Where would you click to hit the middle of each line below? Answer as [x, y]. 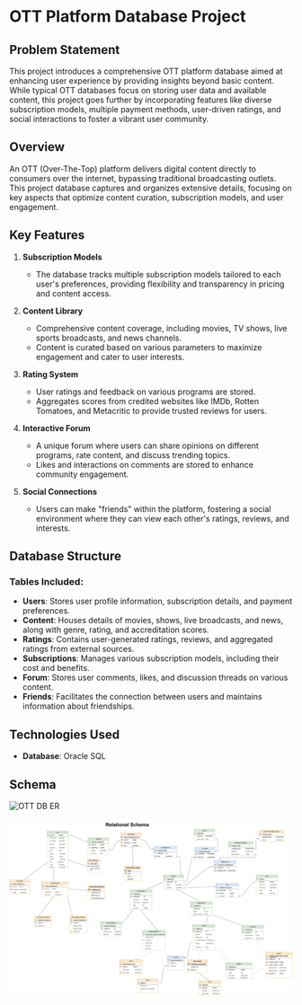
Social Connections [59, 491]
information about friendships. [78, 706]
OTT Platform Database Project [128, 17]
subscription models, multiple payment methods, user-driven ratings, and [145, 109]
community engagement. [82, 474]
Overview [37, 147]
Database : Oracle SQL [64, 756]
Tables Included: [46, 581]
